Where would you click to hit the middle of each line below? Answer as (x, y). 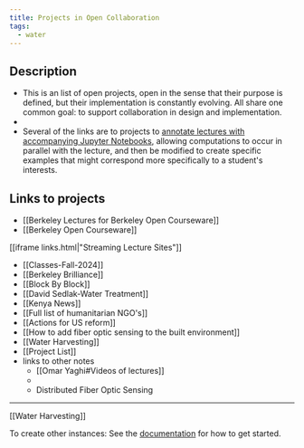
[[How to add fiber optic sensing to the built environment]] (131, 332)
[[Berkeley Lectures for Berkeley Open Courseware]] (121, 220)
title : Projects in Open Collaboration (85, 18)
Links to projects (57, 199)
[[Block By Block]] (56, 284)
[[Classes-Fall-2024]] (63, 265)
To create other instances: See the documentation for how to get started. (146, 434)
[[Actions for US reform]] (69, 323)
